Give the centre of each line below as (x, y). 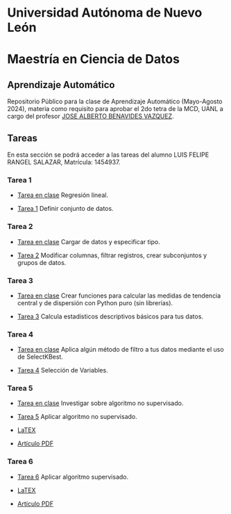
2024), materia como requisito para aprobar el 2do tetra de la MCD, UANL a (115, 109)
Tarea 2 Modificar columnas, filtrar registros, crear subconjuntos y (112, 255)
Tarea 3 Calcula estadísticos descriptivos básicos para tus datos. (110, 316)
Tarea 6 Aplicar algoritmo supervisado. (73, 477)
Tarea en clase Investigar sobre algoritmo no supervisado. (100, 403)
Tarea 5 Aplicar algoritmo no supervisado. (77, 417)
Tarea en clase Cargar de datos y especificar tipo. (89, 241)
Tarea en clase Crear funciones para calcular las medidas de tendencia (119, 295)
